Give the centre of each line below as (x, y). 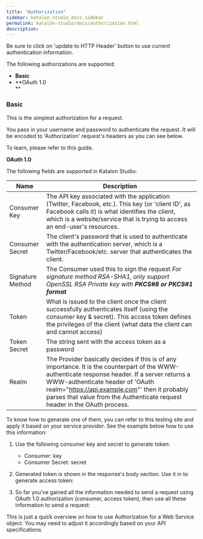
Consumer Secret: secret (55, 462)
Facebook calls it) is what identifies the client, (111, 211)
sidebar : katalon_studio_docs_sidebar (55, 18)
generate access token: (44, 480)
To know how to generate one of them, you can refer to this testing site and (100, 419)
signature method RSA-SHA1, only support (108, 276)
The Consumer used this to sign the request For (114, 269)
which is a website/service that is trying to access (117, 219)
